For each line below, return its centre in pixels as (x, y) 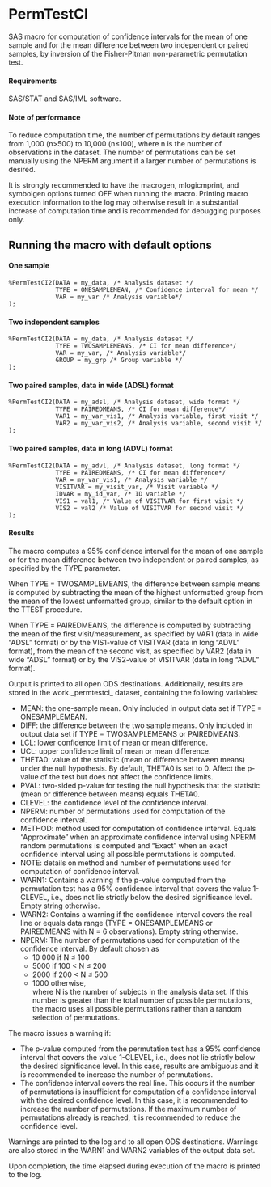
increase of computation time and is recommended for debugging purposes (135, 211)
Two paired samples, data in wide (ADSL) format (91, 385)
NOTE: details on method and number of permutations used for (125, 863)
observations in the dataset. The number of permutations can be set (122, 152)
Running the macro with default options (110, 245)
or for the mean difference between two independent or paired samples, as (133, 560)
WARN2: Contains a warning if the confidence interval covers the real (136, 914)
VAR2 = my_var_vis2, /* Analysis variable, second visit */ (159, 424)
